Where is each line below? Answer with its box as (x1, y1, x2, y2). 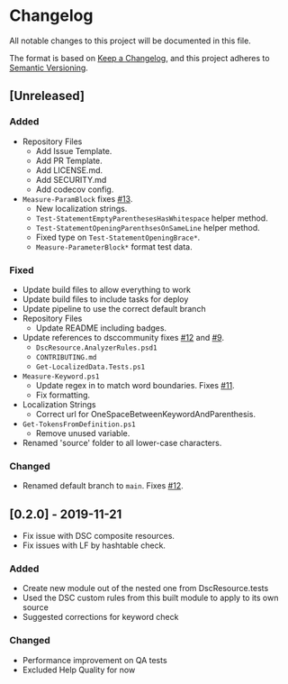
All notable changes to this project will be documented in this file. (9, 35, 252, 46)
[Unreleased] (9, 88, 85, 104)
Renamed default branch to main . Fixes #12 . (22, 480, 184, 491)
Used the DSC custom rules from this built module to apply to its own (22, 592, 279, 604)
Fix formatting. (35, 389, 91, 400)
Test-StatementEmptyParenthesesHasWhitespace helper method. (35, 213, 268, 223)
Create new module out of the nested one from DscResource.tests (22, 583, 269, 594)
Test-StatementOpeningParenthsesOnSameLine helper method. (35, 222, 261, 233)
